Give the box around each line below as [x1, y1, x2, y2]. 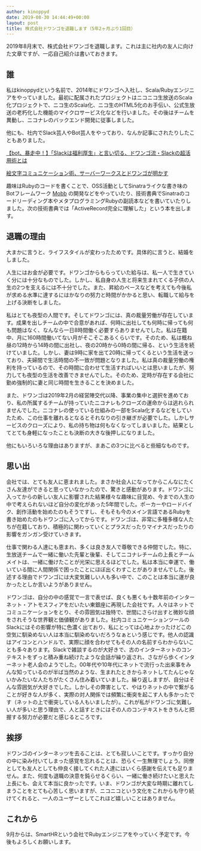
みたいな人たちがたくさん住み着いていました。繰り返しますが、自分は [16, 675, 190, 683]
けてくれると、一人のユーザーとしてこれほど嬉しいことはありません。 [6, 795, 178, 802]
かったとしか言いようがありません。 [6, 581, 96, 588]
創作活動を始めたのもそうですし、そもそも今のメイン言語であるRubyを [16, 508, 191, 515]
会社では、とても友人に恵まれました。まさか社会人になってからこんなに [6, 478, 184, 485]
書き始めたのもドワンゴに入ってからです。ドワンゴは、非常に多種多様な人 [6, 515, 189, 523]
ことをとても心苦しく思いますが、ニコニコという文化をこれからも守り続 [16, 787, 194, 794]
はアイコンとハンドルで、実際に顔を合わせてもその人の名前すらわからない [6, 638, 189, 645]
